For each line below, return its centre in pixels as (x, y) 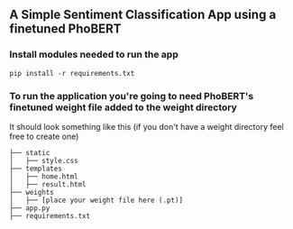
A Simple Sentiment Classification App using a (143, 15)
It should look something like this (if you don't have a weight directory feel (146, 126)
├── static (30, 152)
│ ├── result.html (48, 184)
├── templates (36, 169)
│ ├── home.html (44, 176)
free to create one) (44, 136)
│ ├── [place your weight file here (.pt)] (96, 200)
